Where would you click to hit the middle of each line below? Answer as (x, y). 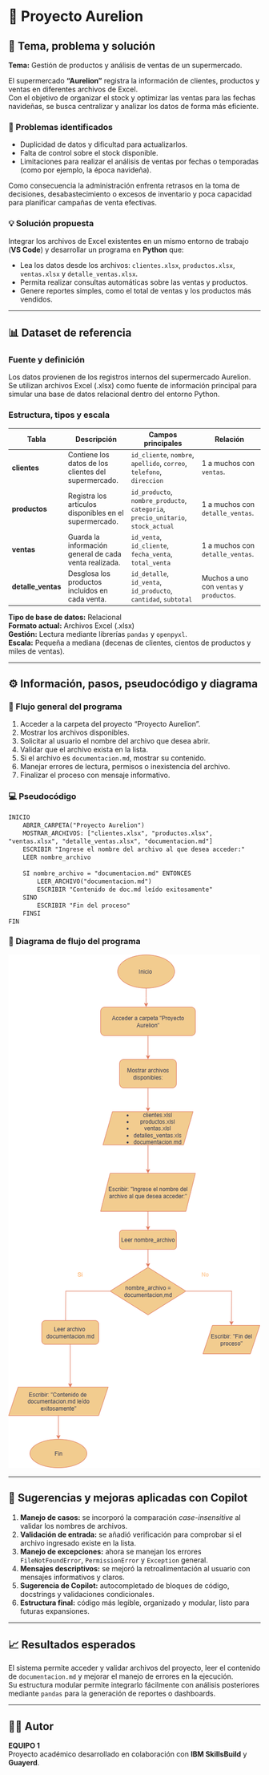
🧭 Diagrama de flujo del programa (75, 942)
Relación (230, 439)
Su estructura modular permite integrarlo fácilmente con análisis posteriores (134, 1685)
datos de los (88, 464)
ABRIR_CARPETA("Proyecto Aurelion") (84, 825)
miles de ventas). (37, 651)
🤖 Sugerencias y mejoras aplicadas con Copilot (128, 1498)
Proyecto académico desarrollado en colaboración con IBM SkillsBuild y (128, 1754)
